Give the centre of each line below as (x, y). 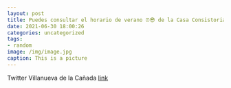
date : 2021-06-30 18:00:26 (46, 26)
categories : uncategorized (46, 33)
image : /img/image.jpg (40, 52)
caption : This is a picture (47, 58)
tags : (15, 39)
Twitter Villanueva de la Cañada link (58, 78)
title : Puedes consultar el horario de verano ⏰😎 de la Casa (98, 20)
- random (20, 45)
